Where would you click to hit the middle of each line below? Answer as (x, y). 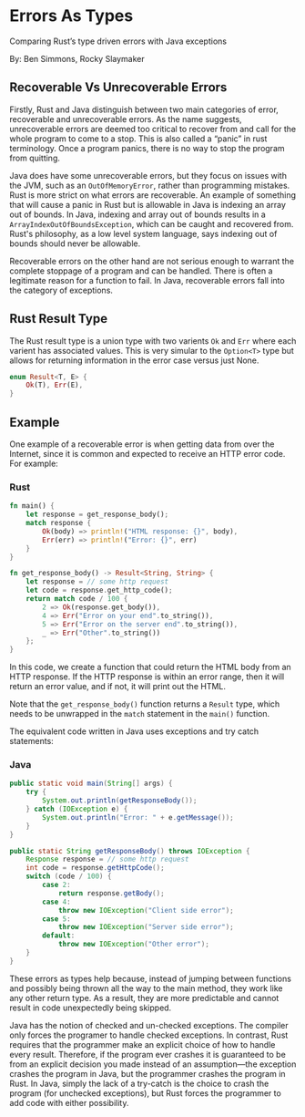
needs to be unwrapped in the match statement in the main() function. (140, 714)
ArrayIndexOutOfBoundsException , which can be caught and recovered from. (152, 223)
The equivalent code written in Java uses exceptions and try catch (134, 731)
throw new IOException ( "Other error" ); (133, 945)
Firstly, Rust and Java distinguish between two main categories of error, (144, 109)
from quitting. (35, 158)
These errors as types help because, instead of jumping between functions (150, 978)
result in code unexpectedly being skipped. (91, 1008)
